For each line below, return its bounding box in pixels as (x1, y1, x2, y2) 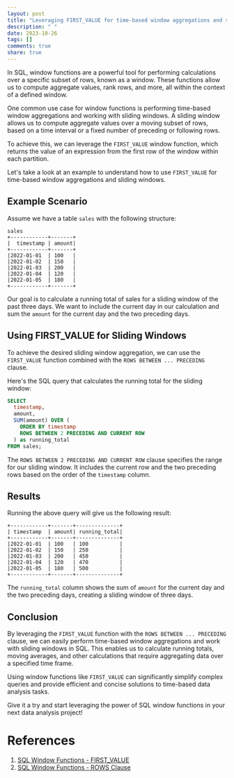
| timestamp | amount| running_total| (7, 528, 123, 535)
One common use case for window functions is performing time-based (7, 104, 211, 112)
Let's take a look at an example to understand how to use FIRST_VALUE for (7, 168, 217, 176)
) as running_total (13, 436, 70, 443)
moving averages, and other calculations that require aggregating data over (7, 652, 224, 660)
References (7, 733, 75, 749)
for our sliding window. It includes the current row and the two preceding (7, 463, 217, 471)
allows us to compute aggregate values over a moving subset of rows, (7, 119, 209, 127)
